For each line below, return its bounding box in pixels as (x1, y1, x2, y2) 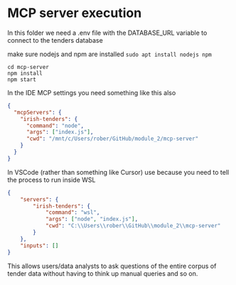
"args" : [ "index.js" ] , (26, 129, 94, 136)
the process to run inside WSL (7, 176, 96, 184)
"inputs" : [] (20, 242, 59, 249)
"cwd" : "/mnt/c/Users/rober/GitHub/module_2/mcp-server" (26, 135, 199, 143)
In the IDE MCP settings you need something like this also (7, 88, 176, 97)
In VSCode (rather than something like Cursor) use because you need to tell (7, 168, 230, 176)
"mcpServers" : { (14, 109, 62, 116)
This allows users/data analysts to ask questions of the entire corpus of (7, 262, 217, 270)
